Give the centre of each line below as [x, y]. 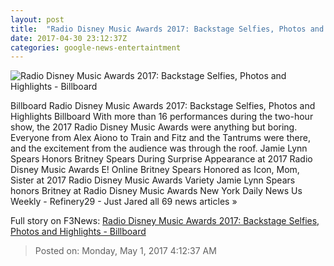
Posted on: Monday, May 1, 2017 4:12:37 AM [125, 251]
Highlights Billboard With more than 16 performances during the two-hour [162, 117]
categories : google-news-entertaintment [96, 47]
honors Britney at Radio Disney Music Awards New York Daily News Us [156, 191]
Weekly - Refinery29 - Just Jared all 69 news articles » [124, 202]
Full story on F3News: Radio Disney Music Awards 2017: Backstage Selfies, [165, 221]
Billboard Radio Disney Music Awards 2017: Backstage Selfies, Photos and [163, 106]
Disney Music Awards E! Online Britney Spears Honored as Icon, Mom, [155, 170]
